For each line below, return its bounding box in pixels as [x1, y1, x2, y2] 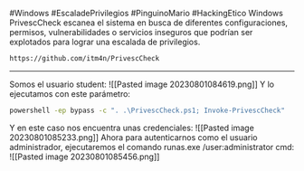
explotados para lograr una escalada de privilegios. [9, 36, 201, 47]
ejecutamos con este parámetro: [9, 88, 131, 99]
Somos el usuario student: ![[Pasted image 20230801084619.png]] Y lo [9, 79, 274, 90]
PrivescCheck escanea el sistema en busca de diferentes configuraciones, [9, 17, 288, 28]
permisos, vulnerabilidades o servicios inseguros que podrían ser [9, 27, 253, 37]
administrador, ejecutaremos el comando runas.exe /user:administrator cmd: [9, 141, 295, 152]
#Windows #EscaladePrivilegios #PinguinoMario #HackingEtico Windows [9, 8, 283, 18]
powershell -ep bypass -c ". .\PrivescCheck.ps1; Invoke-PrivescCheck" [9, 106, 285, 115]
